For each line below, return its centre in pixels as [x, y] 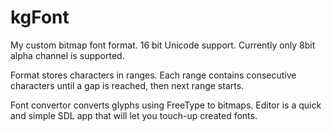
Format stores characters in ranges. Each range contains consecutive [153, 75]
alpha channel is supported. [67, 55]
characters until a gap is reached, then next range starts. [127, 85]
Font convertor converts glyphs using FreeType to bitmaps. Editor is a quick [166, 105]
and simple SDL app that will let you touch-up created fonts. [134, 115]
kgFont [40, 17]
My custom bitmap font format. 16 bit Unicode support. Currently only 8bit [163, 45]
